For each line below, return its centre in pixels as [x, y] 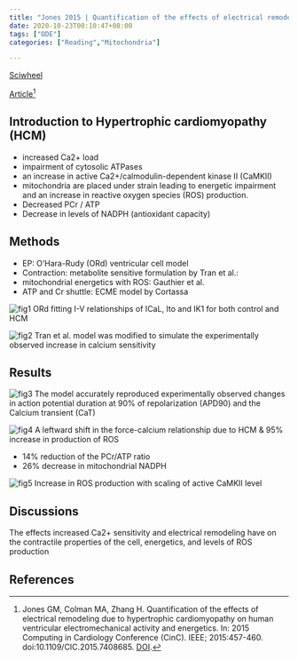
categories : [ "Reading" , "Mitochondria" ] [85, 42]
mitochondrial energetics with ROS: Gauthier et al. [113, 282]
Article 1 [23, 93]
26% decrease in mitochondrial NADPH [94, 466]
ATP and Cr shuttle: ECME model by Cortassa [105, 291]
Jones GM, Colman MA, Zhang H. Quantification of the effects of [140, 608]
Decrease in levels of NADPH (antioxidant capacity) [116, 213]
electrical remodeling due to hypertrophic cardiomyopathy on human [148, 618]
